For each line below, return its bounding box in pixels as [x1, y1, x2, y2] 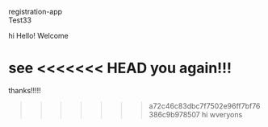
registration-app [8, 7, 63, 16]
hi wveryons [201, 109, 243, 119]
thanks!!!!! [8, 85, 42, 95]
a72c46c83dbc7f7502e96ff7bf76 [149, 100, 261, 111]
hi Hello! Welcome [8, 31, 69, 40]
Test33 [8, 15, 32, 25]
